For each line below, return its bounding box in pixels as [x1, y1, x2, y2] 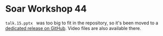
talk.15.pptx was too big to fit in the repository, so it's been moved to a [5, 20, 158, 26]
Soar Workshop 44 [5, 3, 87, 15]
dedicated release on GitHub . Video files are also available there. [5, 25, 142, 31]
